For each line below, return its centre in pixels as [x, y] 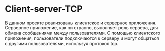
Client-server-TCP [44, 9]
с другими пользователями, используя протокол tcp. [62, 43]
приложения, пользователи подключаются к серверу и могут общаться [82, 38]
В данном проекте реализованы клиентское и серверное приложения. [81, 23]
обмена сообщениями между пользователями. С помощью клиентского [83, 33]
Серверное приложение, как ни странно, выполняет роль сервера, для [82, 27]
